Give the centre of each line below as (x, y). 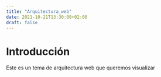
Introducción (38, 51)
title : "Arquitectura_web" (39, 11)
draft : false (22, 22)
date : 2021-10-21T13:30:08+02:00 (47, 17)
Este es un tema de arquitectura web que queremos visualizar (80, 68)
